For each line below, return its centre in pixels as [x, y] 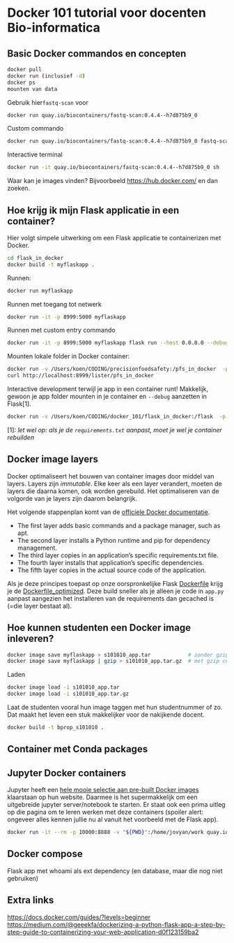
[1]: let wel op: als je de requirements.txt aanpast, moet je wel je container [115, 430]
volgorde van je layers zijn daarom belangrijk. [72, 498]
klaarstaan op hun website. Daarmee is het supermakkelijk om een [102, 797]
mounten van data [32, 89]
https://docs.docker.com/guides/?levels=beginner [79, 917]
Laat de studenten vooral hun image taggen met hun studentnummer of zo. [115, 708]
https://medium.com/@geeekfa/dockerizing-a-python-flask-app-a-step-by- [116, 924]
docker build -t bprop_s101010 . [56, 728]
